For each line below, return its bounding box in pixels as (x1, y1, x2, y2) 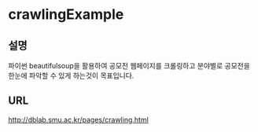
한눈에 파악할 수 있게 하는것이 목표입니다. (8, 71, 135, 80)
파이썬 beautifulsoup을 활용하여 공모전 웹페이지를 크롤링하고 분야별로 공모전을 (8, 61, 250, 70)
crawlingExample (8, 5, 124, 24)
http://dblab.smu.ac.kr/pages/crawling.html (8, 115, 149, 124)
